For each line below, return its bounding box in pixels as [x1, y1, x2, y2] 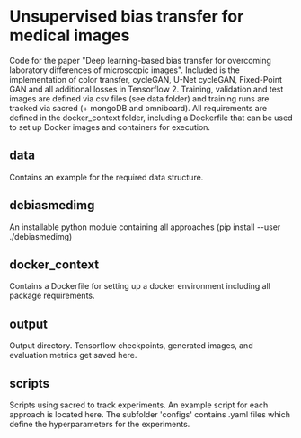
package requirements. [9, 290, 96, 302]
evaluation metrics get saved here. [9, 350, 137, 361]
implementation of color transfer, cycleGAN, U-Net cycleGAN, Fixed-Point [9, 74, 283, 84]
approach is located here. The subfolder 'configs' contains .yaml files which [9, 409, 290, 419]
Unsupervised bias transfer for [9, 6, 244, 27]
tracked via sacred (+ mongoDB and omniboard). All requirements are [9, 102, 268, 113]
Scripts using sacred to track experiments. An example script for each [9, 399, 269, 410]
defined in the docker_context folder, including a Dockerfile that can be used [9, 112, 293, 123]
